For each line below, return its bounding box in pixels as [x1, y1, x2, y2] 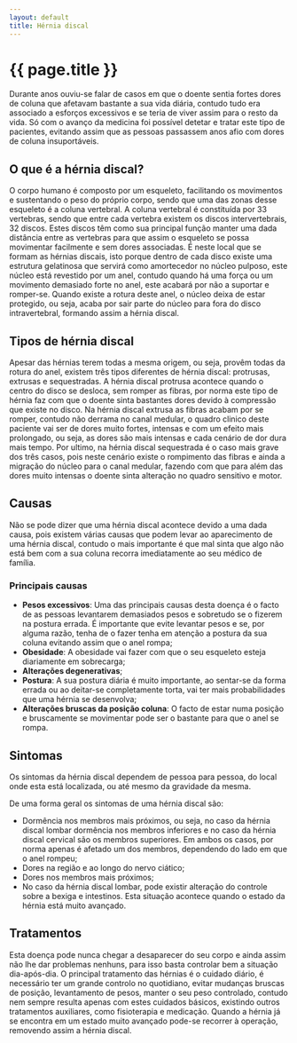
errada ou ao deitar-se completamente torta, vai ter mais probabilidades [21, 684, 285, 695]
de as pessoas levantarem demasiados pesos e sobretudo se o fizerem [21, 609, 283, 620]
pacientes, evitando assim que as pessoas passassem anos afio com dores [9, 126, 285, 138]
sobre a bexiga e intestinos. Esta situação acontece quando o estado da [21, 890, 285, 901]
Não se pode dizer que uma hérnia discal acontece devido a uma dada [9, 519, 268, 530]
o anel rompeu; [21, 853, 78, 864]
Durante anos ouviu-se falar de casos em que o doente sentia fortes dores [9, 89, 282, 99]
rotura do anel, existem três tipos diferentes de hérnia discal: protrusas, [9, 367, 270, 377]
